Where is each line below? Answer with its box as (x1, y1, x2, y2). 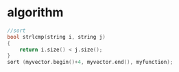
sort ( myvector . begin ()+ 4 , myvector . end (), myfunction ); (7, 59, 174, 66)
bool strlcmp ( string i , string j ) (7, 33, 106, 40)
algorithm (7, 5, 64, 20)
